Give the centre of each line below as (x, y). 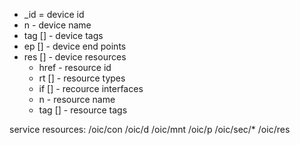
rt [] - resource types (82, 78)
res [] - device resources (75, 57)
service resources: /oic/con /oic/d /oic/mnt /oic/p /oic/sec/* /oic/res (150, 129)
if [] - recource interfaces (91, 88)
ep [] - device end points (75, 46)
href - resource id (75, 67)
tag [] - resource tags (83, 110)
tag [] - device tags (63, 35)
